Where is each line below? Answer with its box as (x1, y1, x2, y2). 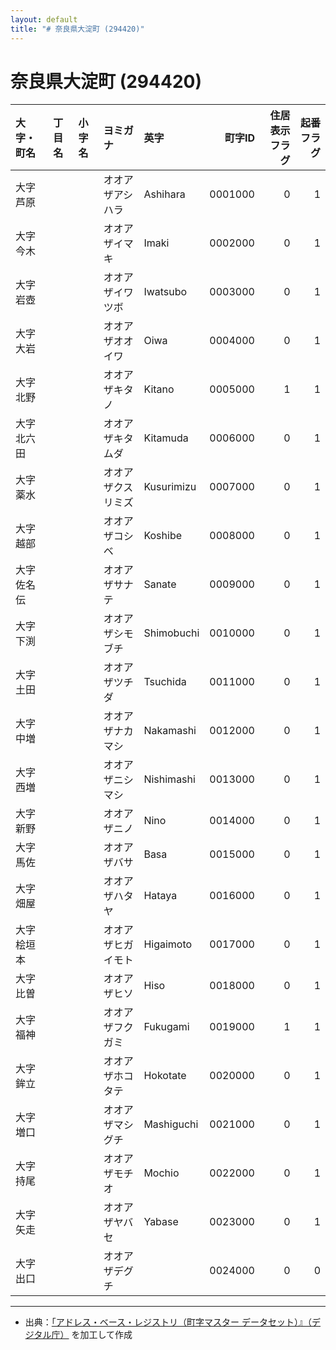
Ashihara (143, 187, 186, 201)
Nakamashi (143, 724, 197, 738)
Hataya (143, 889, 178, 903)
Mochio (143, 1166, 180, 1180)
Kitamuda (143, 431, 189, 445)
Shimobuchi (143, 626, 200, 640)
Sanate (143, 577, 177, 591)
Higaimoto (143, 937, 193, 951)
